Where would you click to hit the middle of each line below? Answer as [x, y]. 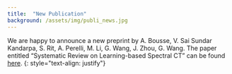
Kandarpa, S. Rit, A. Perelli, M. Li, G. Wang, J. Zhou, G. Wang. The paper [112, 48]
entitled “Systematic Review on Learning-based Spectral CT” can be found [116, 55]
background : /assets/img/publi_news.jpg [68, 20]
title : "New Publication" [47, 14]
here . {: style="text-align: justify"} [57, 63]
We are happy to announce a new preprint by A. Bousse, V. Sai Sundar [110, 40]
